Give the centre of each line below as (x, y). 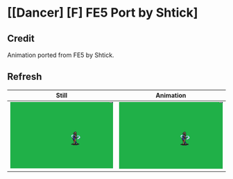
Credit (21, 39)
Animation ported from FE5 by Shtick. (61, 55)
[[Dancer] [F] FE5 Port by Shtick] (103, 13)
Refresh (25, 77)
